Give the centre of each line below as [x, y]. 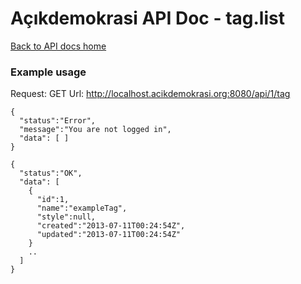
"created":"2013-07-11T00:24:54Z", [111, 226]
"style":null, [66, 217]
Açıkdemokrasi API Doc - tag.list [147, 18]
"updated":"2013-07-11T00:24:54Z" [109, 235]
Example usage [48, 72]
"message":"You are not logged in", [95, 130]
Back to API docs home [58, 46]
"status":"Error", [58, 121]
